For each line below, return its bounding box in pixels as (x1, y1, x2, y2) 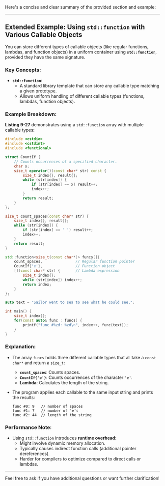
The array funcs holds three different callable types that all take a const (12, 354, 156, 360)
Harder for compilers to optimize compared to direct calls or (19, 456, 141, 462)
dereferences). (19, 451, 50, 457)
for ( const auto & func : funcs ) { (14, 318, 82, 323)
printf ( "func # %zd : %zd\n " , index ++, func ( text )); (23, 322, 129, 327)
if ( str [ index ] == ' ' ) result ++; (23, 228, 93, 232)
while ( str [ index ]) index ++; (23, 277, 82, 282)
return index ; (23, 282, 52, 287)
